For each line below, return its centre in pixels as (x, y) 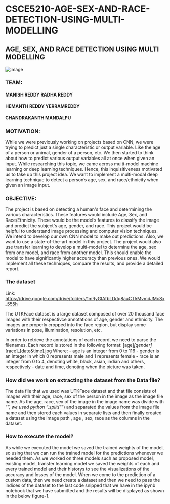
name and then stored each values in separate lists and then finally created (83, 413)
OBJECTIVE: (21, 198)
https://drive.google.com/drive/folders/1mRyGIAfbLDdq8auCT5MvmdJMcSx (85, 298)
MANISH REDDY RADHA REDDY (39, 94)
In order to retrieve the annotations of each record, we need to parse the (81, 340)
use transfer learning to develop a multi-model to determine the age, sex (81, 247)
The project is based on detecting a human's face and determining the (79, 209)
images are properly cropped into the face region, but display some (75, 324)
